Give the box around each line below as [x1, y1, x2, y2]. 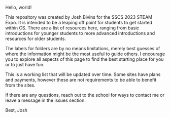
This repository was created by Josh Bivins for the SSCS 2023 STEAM [5, 14, 153, 20]
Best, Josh [5, 107, 28, 113]
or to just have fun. [5, 62, 45, 67]
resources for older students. [5, 35, 66, 42]
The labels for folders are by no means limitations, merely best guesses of [5, 46, 160, 51]
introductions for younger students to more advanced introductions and [5, 30, 155, 36]
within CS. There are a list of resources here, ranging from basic [5, 25, 140, 31]
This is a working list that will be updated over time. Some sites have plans [5, 71, 161, 77]
